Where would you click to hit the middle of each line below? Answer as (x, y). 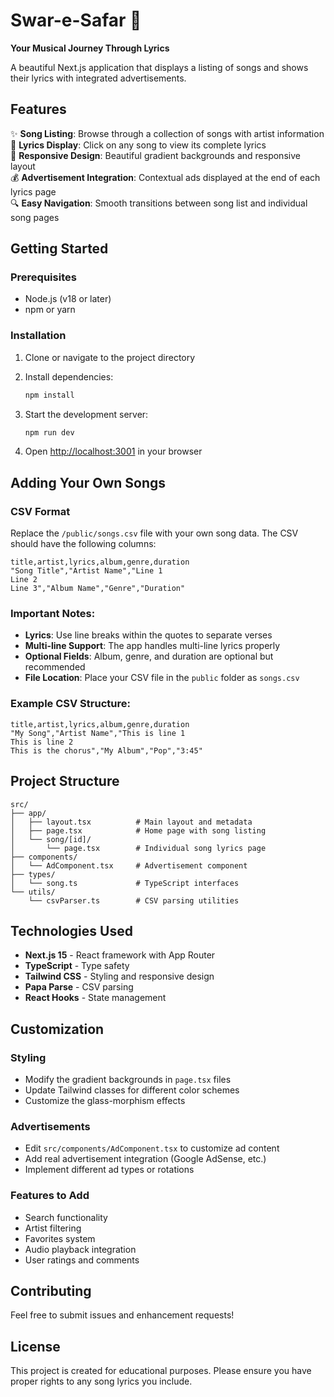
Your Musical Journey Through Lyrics (90, 48)
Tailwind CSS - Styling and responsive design (119, 976)
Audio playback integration (80, 1249)
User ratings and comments (82, 1260)
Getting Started (59, 249)
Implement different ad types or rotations (109, 1170)
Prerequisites (43, 277)
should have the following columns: (83, 544)
